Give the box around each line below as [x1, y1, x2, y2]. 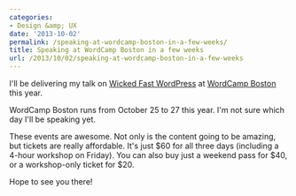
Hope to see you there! [9, 177, 93, 186]
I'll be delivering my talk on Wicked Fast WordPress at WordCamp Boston [9, 79, 277, 88]
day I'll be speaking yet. [9, 114, 96, 124]
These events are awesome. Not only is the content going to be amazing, [9, 132, 277, 141]
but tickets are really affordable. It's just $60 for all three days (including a [9, 140, 279, 151]
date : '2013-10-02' [9, 29, 82, 38]
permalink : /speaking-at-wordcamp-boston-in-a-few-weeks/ [9, 37, 228, 47]
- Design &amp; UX [9, 21, 77, 30]
